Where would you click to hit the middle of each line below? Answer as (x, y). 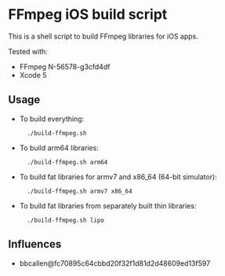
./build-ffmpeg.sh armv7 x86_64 (80, 191)
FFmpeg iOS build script (88, 15)
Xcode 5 (33, 75)
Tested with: (28, 51)
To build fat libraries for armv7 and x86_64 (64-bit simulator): (118, 177)
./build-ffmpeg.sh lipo (65, 220)
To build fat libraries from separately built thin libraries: (108, 205)
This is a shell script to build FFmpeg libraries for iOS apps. (103, 36)
